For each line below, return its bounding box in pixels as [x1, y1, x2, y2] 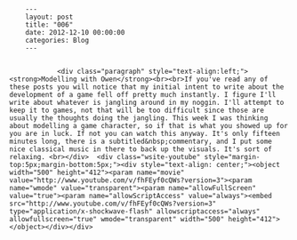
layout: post [25, 12, 74, 21]
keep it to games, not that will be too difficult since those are [9, 106, 265, 115]
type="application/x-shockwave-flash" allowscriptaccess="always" [9, 207, 261, 216]
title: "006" [25, 20, 74, 29]
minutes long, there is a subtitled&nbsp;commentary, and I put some [9, 137, 273, 146]
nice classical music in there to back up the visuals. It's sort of [9, 145, 273, 154]
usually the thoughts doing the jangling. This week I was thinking [9, 114, 269, 123]
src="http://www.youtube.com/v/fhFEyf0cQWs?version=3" [9, 199, 217, 208]
